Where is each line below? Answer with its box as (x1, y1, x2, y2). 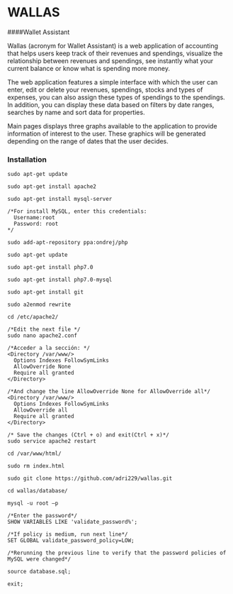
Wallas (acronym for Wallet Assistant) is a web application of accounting (7, 41, 218, 50)
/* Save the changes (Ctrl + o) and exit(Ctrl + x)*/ (7, 431, 170, 439)
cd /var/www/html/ (7, 450, 62, 458)
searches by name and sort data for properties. (7, 108, 145, 116)
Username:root (13, 214, 55, 221)
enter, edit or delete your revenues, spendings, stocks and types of (7, 85, 203, 94)
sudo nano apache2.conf (7, 332, 78, 339)
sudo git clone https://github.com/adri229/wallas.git (7, 475, 173, 483)
